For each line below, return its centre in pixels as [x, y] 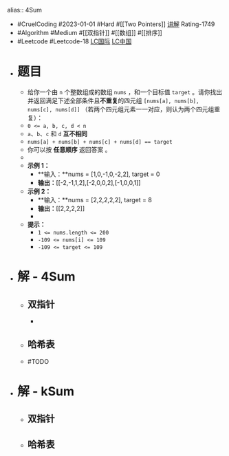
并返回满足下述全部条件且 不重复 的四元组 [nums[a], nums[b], [113, 100]
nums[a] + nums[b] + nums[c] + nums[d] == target [100, 142]
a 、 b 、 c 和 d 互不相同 [57, 133]
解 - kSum [45, 391]
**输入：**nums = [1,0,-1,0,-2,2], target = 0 [99, 174]
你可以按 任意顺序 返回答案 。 [69, 149]
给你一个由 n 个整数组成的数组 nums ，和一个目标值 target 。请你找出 [124, 91]
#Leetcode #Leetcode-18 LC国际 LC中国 [74, 41]
